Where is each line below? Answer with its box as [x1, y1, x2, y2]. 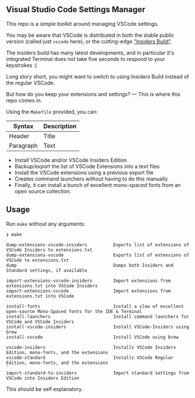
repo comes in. [6, 97, 42, 104]
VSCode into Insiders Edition [6, 375, 80, 381]
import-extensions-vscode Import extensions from [6, 288, 171, 294]
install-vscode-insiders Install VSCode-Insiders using [6, 324, 190, 330]
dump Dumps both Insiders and [6, 262, 174, 268]
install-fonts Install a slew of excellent [6, 303, 184, 309]
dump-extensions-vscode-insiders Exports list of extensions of [6, 241, 190, 248]
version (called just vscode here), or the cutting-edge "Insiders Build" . [6, 38, 172, 45]
